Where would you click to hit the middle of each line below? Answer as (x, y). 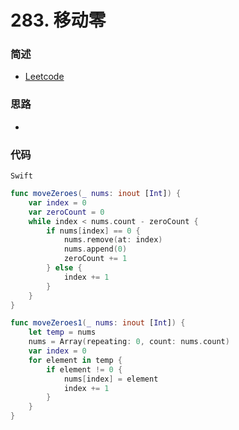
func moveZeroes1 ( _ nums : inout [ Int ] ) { (98, 323)
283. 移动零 (58, 20)
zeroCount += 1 (95, 259)
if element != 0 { (84, 369)
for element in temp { (75, 360)
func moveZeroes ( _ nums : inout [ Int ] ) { (96, 194)
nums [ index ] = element (111, 379)
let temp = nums (62, 332)
